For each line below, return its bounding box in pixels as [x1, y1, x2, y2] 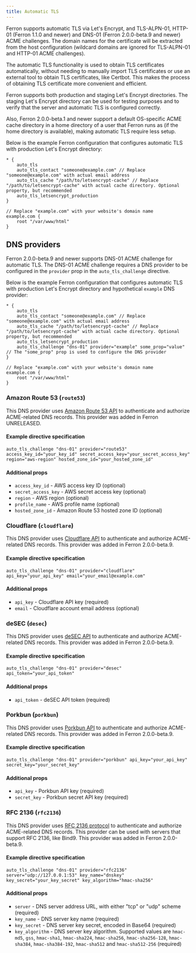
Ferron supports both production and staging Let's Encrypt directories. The [6, 91, 188, 98]
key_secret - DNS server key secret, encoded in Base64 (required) [14, 921, 176, 928]
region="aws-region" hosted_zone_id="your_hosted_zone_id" [6, 456, 154, 462]
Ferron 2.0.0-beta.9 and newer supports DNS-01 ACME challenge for [6, 255, 173, 262]
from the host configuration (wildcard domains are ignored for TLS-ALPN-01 [6, 44, 191, 51]
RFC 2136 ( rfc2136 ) [6, 808, 62, 817]
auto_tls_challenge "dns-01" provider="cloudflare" [6, 568, 135, 574]
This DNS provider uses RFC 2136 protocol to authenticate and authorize [6, 822, 182, 829]
